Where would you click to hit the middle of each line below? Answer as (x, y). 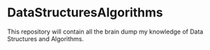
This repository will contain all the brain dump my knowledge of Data (105, 32)
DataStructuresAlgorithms (85, 13)
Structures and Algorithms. (46, 38)
